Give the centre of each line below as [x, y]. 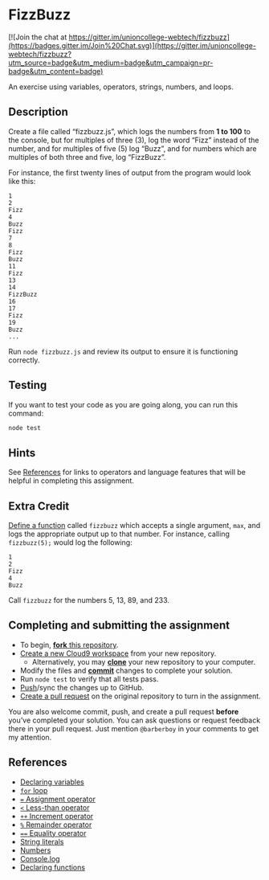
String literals [42, 841]
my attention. [30, 737]
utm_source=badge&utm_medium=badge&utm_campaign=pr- [111, 63]
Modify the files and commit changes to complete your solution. [126, 670]
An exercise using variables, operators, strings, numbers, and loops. [121, 87]
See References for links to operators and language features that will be [127, 473]
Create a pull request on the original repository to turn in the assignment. [140, 696]
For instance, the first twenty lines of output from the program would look [130, 172]
